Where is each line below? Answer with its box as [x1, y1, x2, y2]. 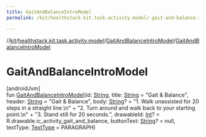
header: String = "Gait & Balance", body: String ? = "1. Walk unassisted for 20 [6, 98, 199, 105]
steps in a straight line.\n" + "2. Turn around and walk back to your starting [6, 105, 196, 112]
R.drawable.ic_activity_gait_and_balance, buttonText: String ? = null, [6, 117, 176, 125]
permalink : [6, 15, 34, 21]
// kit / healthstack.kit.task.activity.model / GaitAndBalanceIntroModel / [6, 37, 176, 44]
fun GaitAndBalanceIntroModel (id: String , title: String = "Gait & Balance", [6, 91, 189, 98]
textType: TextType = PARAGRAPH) [6, 124, 96, 131]
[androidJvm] [6, 85, 41, 92]
